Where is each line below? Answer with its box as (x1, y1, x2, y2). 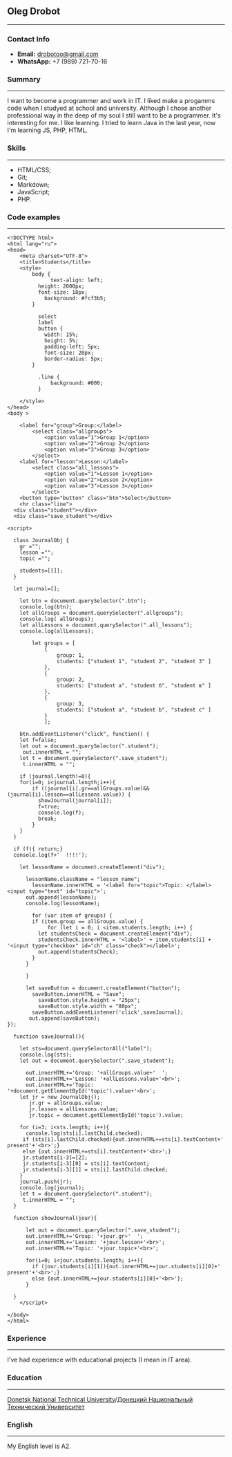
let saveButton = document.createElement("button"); (25, 985, 181, 992)
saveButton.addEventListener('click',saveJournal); (32, 1009, 184, 1016)
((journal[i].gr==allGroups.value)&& (41, 785, 150, 792)
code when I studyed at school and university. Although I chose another (7, 104, 212, 113)
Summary (7, 75, 41, 84)
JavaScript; (17, 187, 50, 196)
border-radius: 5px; (43, 355, 104, 362)
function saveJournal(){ (13, 1033, 85, 1040)
